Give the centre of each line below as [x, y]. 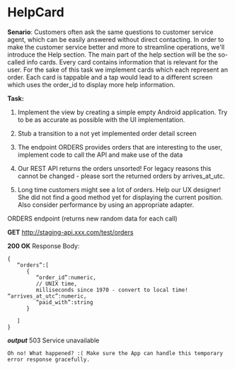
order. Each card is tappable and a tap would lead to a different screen [110, 77]
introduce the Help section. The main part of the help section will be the [112, 55]
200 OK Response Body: [44, 246]
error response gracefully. [49, 359]
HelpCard [36, 12]
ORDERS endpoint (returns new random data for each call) [93, 218]
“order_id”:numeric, [66, 277]
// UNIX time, [57, 284]
